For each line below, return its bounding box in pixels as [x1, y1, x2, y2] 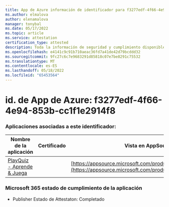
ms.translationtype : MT [5, 59, 55, 64]
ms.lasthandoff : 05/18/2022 [5, 68, 64, 73]
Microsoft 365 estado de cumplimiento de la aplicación [5, 184, 142, 191]
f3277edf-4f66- [94, 94, 162, 106]
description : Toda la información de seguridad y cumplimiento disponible [5, 45, 165, 50]
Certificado [38, 142, 66, 149]
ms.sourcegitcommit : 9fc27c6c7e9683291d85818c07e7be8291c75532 [5, 54, 141, 59]
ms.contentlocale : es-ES [5, 63, 57, 68]
